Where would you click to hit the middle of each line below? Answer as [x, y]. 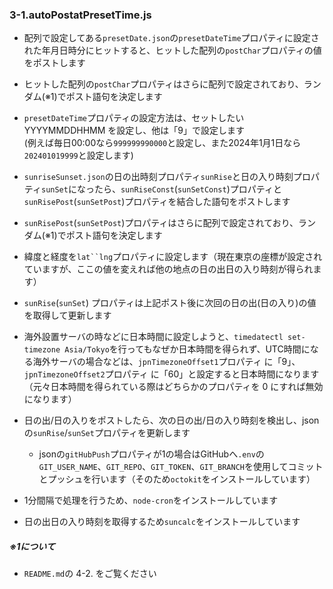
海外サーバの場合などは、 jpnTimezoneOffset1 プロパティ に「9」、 [166, 362]
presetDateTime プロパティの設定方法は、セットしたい [134, 118]
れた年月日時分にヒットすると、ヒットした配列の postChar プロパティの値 [172, 50]
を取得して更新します [67, 315]
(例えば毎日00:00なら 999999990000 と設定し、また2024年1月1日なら [162, 143]
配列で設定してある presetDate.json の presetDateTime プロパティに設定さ [171, 38]
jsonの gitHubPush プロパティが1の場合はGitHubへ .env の [151, 454]
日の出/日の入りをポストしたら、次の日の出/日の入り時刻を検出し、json [171, 420]
